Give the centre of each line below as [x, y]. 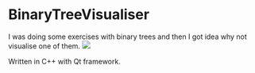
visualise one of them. [44, 46]
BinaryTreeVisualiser [79, 15]
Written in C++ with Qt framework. [64, 61]
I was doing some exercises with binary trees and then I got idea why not [128, 36]
